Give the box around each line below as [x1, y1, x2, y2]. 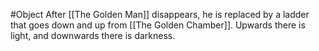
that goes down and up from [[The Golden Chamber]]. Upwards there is [10, 19, 306, 31]
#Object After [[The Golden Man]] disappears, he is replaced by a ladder [10, 9, 310, 20]
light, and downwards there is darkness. [10, 30, 176, 41]
